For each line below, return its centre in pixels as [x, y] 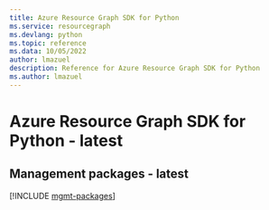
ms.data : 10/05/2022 [48, 52]
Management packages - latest [99, 174]
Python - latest [66, 140]
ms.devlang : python [46, 34]
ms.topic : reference [48, 43]
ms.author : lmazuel [46, 77]
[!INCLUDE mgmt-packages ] [62, 196]
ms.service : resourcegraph [60, 26]
